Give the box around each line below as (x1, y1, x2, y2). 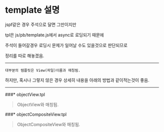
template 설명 (5, 4, 60, 16)
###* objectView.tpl (5, 91, 45, 97)
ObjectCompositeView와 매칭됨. (17, 121, 81, 127)
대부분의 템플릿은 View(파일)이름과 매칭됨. (5, 68, 81, 73)
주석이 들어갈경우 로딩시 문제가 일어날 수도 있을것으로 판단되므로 (5, 42, 128, 48)
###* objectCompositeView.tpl (5, 111, 67, 117)
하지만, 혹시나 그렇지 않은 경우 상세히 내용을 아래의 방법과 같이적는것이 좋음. (5, 77, 150, 83)
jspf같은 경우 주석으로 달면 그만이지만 (5, 22, 77, 27)
